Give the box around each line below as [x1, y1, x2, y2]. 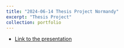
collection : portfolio [6, 19, 61, 25]
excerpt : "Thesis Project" [6, 14, 72, 20]
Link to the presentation [14, 36, 72, 43]
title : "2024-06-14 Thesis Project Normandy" [6, 8, 119, 15]
